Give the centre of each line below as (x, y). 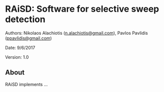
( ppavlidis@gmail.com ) (28, 38)
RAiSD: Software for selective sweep (82, 9)
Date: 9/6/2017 (20, 47)
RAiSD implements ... (26, 84)
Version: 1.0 (17, 57)
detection (25, 19)
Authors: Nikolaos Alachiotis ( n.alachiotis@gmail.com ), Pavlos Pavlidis (77, 33)
